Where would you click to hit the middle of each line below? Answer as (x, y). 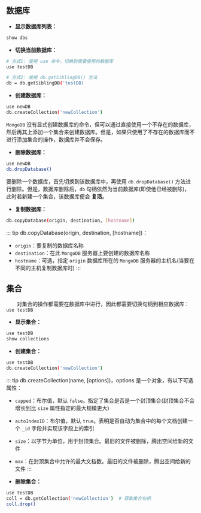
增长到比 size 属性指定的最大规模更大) (62, 408)
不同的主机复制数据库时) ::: (48, 268)
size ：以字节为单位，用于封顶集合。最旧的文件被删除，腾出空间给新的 (101, 441)
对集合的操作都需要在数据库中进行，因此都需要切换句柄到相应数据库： (103, 304)
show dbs (17, 38)
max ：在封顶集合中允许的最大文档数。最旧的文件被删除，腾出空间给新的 (103, 461)
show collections (28, 339)
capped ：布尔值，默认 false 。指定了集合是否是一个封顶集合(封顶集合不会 (105, 400)
